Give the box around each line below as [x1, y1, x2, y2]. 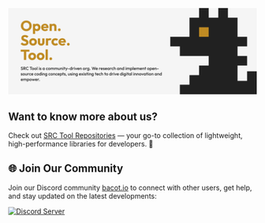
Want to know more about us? [8, 110, 158, 123]
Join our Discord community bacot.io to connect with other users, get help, [8, 183, 252, 192]
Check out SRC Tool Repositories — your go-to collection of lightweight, [8, 131, 243, 140]
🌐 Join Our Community [8, 162, 124, 176]
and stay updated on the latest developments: [8, 191, 158, 200]
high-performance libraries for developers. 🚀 [8, 139, 154, 149]
